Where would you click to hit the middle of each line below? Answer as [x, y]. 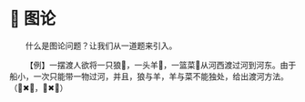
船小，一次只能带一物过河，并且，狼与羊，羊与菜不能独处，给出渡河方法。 [149, 76]
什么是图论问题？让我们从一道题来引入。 [102, 46]
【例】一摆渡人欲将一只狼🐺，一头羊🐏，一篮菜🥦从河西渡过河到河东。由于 [161, 65]
